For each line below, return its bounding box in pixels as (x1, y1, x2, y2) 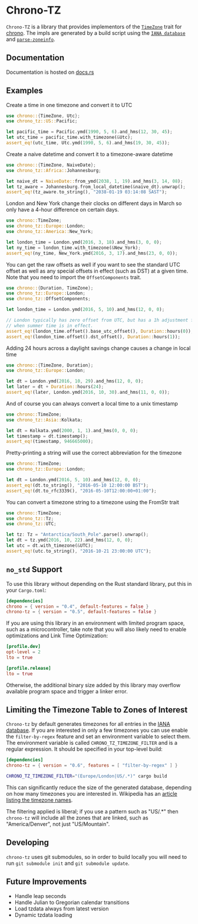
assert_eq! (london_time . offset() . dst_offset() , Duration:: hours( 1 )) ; (6, 333, 181, 340)
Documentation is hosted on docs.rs (6, 69, 94, 76)
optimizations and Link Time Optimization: (6, 632, 108, 639)
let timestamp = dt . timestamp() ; (6, 433, 88, 439)
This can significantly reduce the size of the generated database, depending (6, 784, 192, 791)
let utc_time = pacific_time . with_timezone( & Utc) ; (6, 134, 133, 141)
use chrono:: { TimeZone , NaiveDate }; (6, 162, 96, 168)
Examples (6, 86, 43, 96)
